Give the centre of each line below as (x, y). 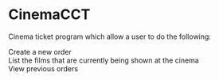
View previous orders (43, 68)
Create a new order (40, 51)
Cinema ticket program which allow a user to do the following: (109, 36)
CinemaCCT (49, 15)
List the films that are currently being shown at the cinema (104, 60)
